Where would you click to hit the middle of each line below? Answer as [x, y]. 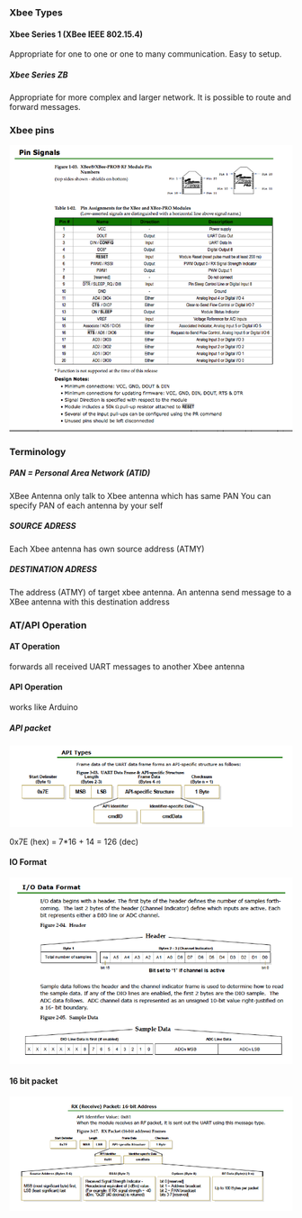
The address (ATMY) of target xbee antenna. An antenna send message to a [151, 592]
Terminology [38, 451]
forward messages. [45, 107]
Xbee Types [36, 13]
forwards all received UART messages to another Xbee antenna [127, 666]
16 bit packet [34, 1081]
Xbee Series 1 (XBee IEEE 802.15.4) [76, 34]
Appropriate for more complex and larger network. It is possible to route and [151, 97]
